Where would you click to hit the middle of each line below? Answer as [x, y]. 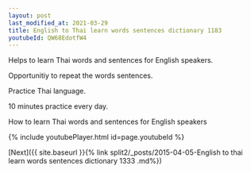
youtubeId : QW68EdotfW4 [48, 38]
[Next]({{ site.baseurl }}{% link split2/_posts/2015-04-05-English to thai [126, 152]
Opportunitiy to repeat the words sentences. [81, 75]
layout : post [30, 15]
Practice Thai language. [47, 91]
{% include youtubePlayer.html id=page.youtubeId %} [97, 137]
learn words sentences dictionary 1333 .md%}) [85, 161]
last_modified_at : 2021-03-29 [58, 23]
